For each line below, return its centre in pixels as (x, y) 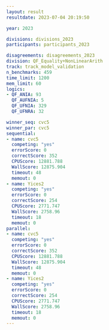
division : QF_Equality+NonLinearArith (54, 61)
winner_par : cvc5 (28, 128)
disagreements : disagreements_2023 (51, 56)
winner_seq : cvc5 (28, 122)
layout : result (25, 12)
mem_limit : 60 (24, 84)
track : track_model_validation (45, 67)
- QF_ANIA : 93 (24, 95)
